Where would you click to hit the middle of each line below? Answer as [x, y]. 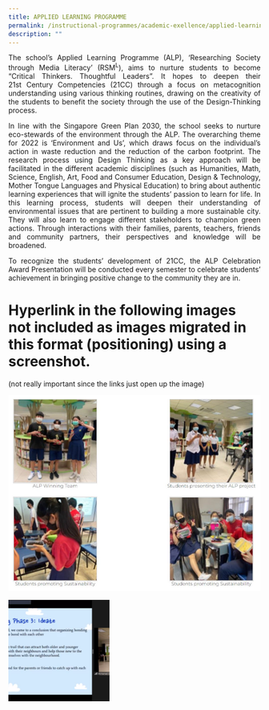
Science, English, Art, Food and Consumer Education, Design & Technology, [134, 177]
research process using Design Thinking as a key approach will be [134, 160]
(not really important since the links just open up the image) [106, 384]
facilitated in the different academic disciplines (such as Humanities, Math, [134, 169]
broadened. [27, 246]
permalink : [26, 25]
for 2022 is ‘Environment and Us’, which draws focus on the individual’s [134, 143]
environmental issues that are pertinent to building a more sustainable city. [134, 211]
